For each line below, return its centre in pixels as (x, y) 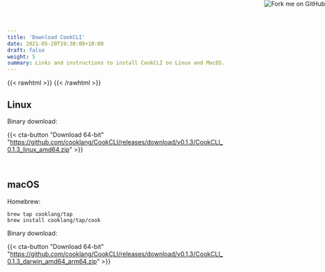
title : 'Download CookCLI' (46, 37)
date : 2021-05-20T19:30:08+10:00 (56, 44)
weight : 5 (22, 57)
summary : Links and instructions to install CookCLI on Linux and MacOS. (116, 63)
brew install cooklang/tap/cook (54, 220)
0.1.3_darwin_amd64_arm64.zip (52, 261)
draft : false (26, 50)
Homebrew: (24, 201)
